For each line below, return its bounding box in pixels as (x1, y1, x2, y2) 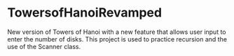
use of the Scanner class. (7, 42, 81, 50)
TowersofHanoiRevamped (7, 5, 163, 21)
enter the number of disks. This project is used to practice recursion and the (7, 35, 228, 43)
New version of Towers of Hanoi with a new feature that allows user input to (7, 28, 226, 36)
